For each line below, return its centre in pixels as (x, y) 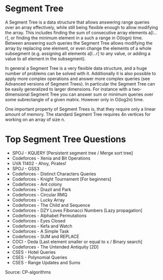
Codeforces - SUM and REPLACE (46, 236)
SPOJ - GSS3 (26, 168)
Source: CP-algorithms (28, 272)
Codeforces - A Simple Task (41, 231)
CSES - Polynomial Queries (40, 257)
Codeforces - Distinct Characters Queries (54, 174)
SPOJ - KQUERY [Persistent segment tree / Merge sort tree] (72, 153)
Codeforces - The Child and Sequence (51, 205)
